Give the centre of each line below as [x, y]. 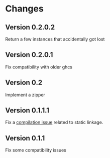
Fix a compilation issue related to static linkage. [54, 122]
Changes [24, 9]
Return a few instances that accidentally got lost [55, 39]
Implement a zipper [25, 94]
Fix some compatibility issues [36, 150]
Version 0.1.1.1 [27, 110]
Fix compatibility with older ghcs [39, 67]
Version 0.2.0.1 [29, 55]
